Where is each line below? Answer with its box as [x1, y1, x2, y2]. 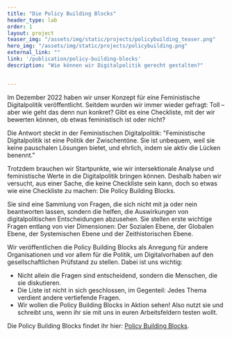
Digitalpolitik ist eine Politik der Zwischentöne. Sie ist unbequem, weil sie [7, 136, 215, 145]
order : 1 [7, 23, 33, 30]
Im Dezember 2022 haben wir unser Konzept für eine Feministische [7, 93, 201, 101]
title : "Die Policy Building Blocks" [7, 10, 117, 17]
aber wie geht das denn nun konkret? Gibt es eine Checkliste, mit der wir [7, 108, 215, 116]
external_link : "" [7, 49, 60, 56]
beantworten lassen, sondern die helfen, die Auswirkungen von [7, 207, 189, 215]
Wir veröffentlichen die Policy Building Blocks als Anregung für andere [7, 243, 208, 251]
